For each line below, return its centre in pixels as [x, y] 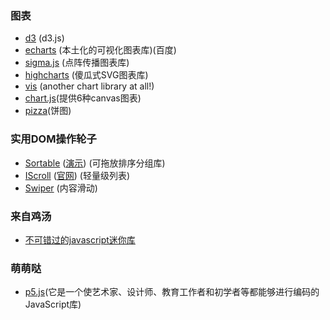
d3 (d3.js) [44, 38]
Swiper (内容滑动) [61, 188]
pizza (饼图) [48, 111]
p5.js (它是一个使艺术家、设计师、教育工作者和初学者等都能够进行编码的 [172, 292]
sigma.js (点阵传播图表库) [77, 63]
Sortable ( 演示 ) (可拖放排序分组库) [95, 163]
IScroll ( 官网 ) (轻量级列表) [77, 175]
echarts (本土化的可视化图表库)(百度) [100, 50]
